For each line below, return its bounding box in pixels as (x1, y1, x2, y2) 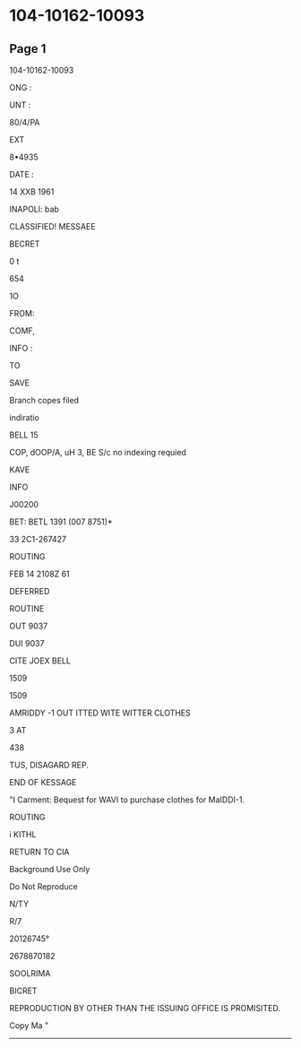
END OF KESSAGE (9, 777, 77, 787)
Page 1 (9, 41, 47, 56)
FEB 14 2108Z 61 (9, 568, 70, 579)
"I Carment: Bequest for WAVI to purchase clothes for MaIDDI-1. (9, 794, 245, 805)
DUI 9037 (9, 638, 45, 648)
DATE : (9, 169, 34, 179)
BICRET (9, 985, 38, 996)
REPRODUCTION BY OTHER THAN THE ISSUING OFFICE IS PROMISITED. (9, 1003, 280, 1013)
